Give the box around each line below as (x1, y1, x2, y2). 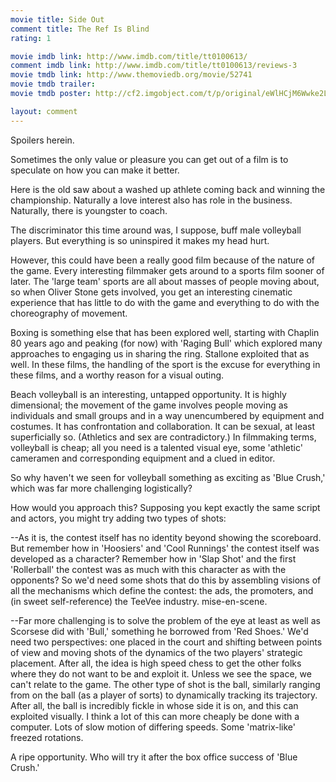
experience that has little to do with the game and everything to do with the (10, 296, 320, 308)
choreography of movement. (10, 307, 128, 319)
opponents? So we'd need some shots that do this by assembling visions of (10, 574, 322, 586)
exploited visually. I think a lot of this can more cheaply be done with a (10, 710, 300, 722)
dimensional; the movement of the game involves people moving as (10, 399, 288, 411)
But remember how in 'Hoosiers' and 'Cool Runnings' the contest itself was (10, 542, 320, 554)
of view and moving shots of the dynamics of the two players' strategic (10, 646, 303, 658)
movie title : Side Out (10, 14, 105, 25)
